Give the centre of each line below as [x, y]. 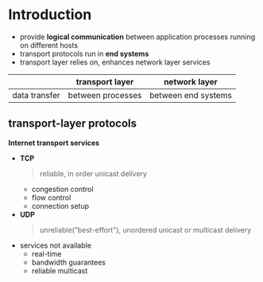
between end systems [191, 95]
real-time [46, 253]
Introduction [50, 15]
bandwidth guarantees [68, 262]
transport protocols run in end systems [84, 53]
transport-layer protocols [73, 124]
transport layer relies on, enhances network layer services [115, 62]
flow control [51, 198]
